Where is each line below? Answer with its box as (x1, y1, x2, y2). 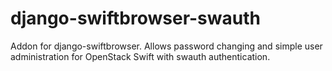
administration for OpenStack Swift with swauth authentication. (10, 50, 271, 62)
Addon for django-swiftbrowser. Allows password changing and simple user (10, 40, 323, 52)
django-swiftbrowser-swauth (10, 7, 261, 30)
